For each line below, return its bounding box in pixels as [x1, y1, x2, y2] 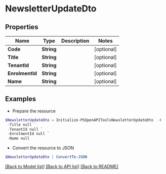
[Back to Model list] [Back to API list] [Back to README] [5, 164, 119, 170]
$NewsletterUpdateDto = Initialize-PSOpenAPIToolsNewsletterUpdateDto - [5, 117, 161, 122]
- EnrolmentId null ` [7, 131, 50, 136]
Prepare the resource [12, 108, 56, 114]
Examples [5, 95, 36, 103]
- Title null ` [7, 122, 37, 127]
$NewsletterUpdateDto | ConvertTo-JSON [5, 155, 87, 160]
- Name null [7, 136, 30, 141]
